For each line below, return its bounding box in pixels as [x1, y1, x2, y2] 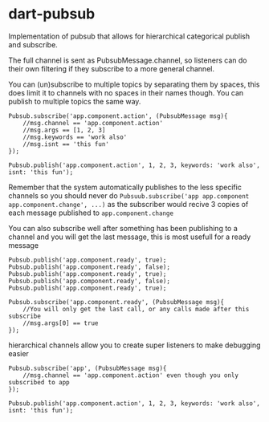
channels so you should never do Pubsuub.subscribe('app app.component [8, 190, 250, 201]
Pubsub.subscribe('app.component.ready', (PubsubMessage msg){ [8, 298, 225, 306]
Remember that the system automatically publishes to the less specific [8, 182, 243, 192]
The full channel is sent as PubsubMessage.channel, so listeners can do [8, 55, 247, 65]
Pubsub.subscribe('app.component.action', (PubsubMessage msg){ [8, 112, 228, 120]
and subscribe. [8, 39, 58, 49]
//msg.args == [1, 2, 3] [22, 126, 106, 134]
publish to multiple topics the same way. [8, 96, 141, 106]
